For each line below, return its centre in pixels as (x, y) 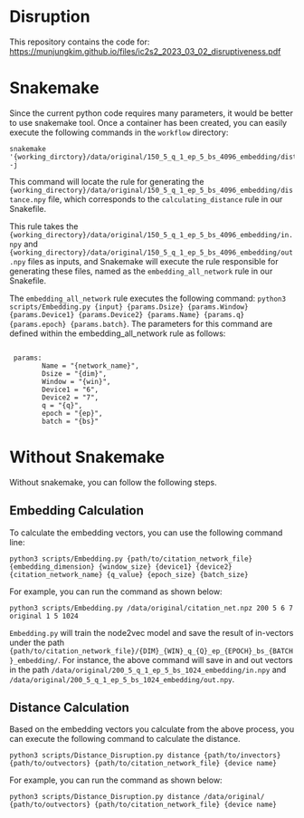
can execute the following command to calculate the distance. (125, 739)
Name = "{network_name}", (91, 366)
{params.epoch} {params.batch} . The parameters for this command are (141, 323)
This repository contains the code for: (80, 42)
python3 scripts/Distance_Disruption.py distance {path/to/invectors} (145, 755)
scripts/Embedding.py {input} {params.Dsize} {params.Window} (129, 307)
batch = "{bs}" (71, 421)
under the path (37, 642)
